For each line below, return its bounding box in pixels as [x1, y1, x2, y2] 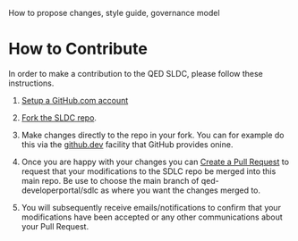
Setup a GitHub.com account [21, 95, 129, 105]
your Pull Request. [21, 220, 89, 231]
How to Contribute [8, 39, 149, 59]
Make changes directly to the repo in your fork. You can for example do [21, 129, 285, 140]
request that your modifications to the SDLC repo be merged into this [21, 165, 277, 177]
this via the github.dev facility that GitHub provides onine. [21, 138, 234, 150]
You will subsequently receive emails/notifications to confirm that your [21, 202, 281, 212]
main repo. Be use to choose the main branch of [21, 175, 200, 186]
